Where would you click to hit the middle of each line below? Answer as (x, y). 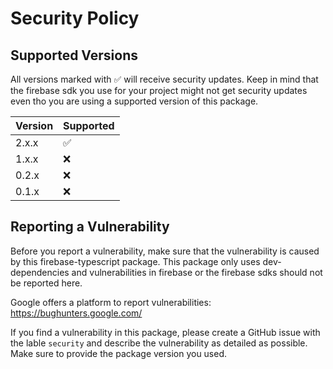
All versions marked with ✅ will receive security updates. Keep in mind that (164, 79)
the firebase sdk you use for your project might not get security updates (159, 90)
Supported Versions (74, 55)
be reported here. (46, 283)
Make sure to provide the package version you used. (119, 353)
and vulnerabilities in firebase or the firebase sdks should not (197, 272)
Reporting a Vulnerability (90, 227)
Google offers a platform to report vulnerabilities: (111, 302)
